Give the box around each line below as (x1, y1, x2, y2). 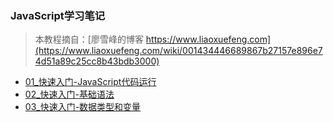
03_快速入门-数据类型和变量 (24, 101, 142, 113)
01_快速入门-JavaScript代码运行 (24, 76, 157, 88)
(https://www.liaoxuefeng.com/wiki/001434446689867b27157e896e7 (34, 45, 323, 57)
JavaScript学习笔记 (10, 8, 106, 22)
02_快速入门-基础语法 (24, 88, 115, 101)
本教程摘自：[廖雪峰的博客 (34, 33, 144, 46)
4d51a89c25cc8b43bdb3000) (34, 55, 160, 67)
